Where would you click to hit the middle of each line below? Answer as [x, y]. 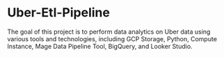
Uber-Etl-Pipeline [58, 13]
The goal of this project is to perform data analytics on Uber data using [109, 32]
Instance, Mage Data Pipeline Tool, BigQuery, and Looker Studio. [100, 46]
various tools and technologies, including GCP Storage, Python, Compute [112, 38]
